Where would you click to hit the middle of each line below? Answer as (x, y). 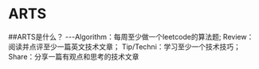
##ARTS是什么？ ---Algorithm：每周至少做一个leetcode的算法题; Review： (131, 36)
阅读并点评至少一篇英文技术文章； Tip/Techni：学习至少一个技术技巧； (125, 46)
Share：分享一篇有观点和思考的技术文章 (74, 56)
